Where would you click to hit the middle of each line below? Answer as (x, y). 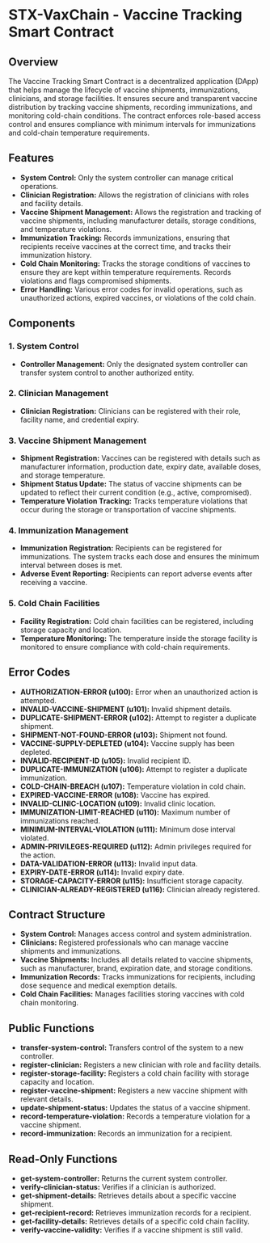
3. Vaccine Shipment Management (78, 440)
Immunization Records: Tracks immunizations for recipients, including (138, 977)
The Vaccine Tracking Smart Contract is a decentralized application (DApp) (133, 81)
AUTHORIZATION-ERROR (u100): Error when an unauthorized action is (139, 692)
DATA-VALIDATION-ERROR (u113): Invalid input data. (109, 863)
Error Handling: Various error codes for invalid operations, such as (131, 289)
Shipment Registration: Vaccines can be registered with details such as (140, 458)
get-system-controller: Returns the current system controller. (124, 1178)
